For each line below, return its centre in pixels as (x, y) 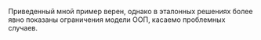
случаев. (23, 28)
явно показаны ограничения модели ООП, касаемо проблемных (117, 20)
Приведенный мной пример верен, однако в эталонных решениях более (130, 11)
